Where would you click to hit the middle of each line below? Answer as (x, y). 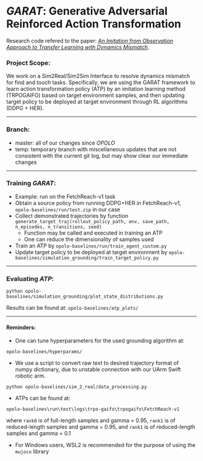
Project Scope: (28, 63)
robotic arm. (30, 376)
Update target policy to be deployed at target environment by (91, 252)
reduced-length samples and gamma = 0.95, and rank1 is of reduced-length (101, 427)
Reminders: (21, 327)
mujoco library (32, 451)
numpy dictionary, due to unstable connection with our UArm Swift (98, 370)
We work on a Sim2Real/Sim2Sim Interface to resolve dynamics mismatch (98, 76)
